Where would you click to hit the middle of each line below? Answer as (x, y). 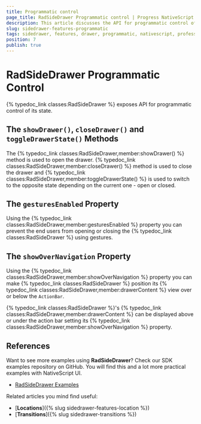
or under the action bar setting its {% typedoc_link (68, 321)
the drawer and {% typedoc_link (46, 172)
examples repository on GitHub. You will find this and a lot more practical (96, 367)
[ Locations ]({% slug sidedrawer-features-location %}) (82, 408)
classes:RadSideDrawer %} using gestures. (60, 237)
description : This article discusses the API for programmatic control (97, 23)
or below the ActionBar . (35, 296)
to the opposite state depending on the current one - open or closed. (91, 185)
